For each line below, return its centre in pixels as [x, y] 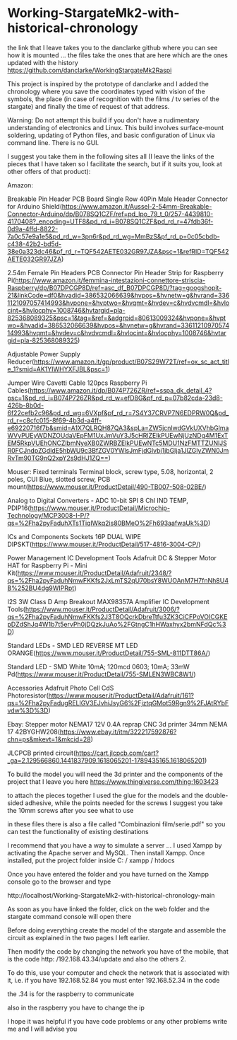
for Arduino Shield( [35, 206]
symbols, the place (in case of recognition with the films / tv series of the [114, 99]
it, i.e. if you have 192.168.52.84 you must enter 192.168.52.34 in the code [114, 980]
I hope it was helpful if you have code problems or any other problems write [117, 1021]
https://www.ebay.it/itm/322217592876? [118, 732]
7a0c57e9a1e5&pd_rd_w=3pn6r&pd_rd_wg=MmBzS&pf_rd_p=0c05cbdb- [114, 236]
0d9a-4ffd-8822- [33, 229]
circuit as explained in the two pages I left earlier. [79, 937]
